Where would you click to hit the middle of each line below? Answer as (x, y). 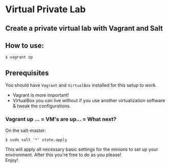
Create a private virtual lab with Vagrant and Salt (84, 28)
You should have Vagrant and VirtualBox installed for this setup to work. (81, 85)
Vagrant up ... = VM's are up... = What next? (61, 119)
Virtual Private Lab (45, 9)
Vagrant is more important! (41, 95)
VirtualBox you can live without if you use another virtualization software (89, 101)
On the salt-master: (26, 130)
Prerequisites (27, 73)
